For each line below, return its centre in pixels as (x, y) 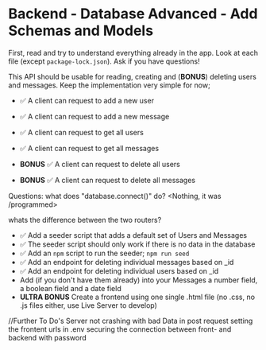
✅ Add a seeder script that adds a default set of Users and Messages (133, 235)
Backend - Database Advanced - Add (133, 14)
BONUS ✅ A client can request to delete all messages (108, 180)
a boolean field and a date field (70, 288)
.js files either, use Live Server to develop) (88, 305)
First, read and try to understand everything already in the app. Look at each (133, 52)
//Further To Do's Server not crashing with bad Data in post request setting (131, 321)
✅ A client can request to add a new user (87, 100)
